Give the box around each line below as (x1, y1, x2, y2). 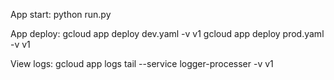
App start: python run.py (10, 9, 112, 20)
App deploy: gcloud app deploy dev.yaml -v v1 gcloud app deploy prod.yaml (10, 28, 325, 39)
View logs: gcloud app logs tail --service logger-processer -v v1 (10, 58, 274, 69)
